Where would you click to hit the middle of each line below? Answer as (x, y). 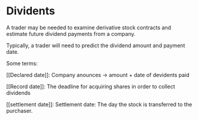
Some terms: (22, 63)
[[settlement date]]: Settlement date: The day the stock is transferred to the (99, 104)
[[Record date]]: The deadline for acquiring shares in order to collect (91, 86)
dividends (19, 93)
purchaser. (19, 110)
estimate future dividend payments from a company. (71, 33)
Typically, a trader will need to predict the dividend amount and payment (96, 45)
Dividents (31, 11)
